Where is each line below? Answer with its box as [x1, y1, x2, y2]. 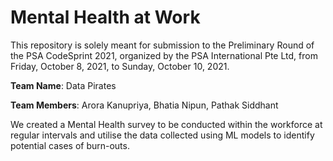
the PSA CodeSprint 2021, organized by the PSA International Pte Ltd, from [10, 49, 318, 61]
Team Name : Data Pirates [10, 79, 117, 91]
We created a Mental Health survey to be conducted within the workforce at [10, 118, 323, 130]
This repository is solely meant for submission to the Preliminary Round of [10, 39, 315, 51]
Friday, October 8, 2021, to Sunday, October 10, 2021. [10, 60, 230, 72]
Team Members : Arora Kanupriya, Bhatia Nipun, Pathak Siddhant [10, 99, 279, 111]
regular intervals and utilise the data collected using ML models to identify [10, 129, 315, 141]
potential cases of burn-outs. [10, 139, 130, 151]
